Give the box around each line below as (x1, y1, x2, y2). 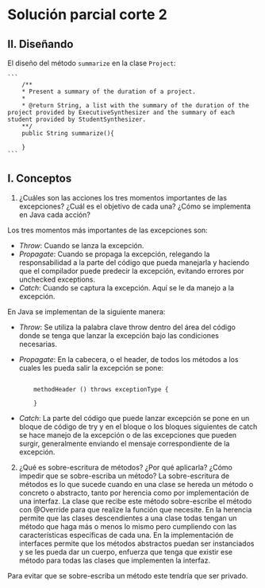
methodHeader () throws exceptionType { (33, 385, 169, 393)
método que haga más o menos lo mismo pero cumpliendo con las (18, 521, 237, 531)
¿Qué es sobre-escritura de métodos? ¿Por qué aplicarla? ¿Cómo (18, 462, 233, 472)
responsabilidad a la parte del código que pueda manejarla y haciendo (18, 257, 250, 267)
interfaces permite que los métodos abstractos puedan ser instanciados (18, 539, 255, 548)
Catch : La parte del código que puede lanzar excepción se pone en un (18, 413, 250, 423)
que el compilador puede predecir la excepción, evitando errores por (18, 266, 244, 275)
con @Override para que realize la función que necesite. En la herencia (18, 504, 252, 514)
